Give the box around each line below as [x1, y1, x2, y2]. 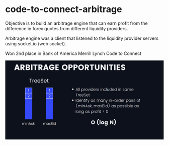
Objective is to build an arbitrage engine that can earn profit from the [5, 20, 148, 26]
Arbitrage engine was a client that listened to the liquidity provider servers [5, 35, 159, 41]
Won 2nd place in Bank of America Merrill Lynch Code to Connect [5, 50, 142, 56]
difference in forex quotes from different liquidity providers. [5, 25, 128, 31]
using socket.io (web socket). [5, 40, 66, 46]
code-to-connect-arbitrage [5, 4, 122, 15]
